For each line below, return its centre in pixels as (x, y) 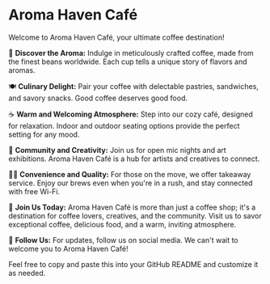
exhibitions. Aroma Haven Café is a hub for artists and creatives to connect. (134, 159)
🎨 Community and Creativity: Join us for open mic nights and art (117, 150)
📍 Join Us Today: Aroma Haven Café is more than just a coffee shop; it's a (132, 207)
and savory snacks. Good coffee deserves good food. (98, 98)
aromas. (22, 70)
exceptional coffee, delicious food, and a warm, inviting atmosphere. (122, 224)
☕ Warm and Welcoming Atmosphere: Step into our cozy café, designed (131, 114)
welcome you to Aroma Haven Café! (68, 248)
